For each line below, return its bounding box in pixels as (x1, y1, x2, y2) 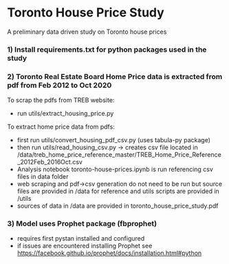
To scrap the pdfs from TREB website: (7, 96, 115, 104)
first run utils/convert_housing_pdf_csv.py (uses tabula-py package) (17, 136, 211, 144)
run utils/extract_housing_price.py (17, 109, 114, 118)
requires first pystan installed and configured (17, 234, 145, 243)
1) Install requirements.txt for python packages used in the (7, 45, 207, 54)
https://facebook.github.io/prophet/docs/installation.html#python (17, 249, 202, 257)
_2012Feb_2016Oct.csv (17, 158, 83, 166)
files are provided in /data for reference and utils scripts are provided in (17, 187, 220, 195)
